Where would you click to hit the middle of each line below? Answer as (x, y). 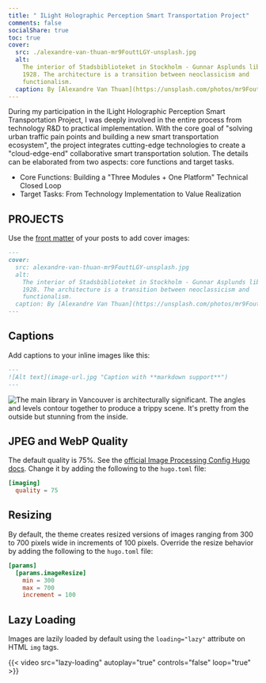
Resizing (30, 515)
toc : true (25, 38)
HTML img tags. (34, 647)
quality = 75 (37, 491)
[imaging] (25, 484)
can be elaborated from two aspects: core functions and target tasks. (122, 162)
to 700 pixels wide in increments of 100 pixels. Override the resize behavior (131, 542)
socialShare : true (38, 30)
